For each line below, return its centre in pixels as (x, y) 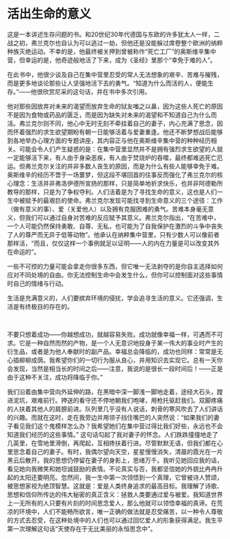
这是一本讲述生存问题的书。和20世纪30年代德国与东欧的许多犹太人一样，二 (114, 34)
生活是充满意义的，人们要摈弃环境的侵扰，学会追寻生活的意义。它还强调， (112, 298)
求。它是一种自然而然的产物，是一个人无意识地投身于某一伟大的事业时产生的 (115, 342)
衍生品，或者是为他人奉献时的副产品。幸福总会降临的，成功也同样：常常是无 (115, 351)
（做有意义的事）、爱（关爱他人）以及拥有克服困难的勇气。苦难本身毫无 (107, 209)
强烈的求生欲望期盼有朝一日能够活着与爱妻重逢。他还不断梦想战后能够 (124, 131)
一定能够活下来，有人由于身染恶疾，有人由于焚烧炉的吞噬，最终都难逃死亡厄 (115, 158)
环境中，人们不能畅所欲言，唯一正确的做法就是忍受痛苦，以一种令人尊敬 (121, 512)
